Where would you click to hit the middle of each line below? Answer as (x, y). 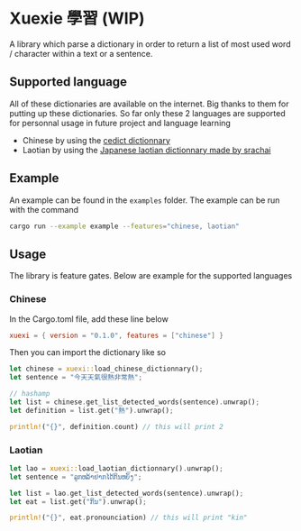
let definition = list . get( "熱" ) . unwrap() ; (91, 410)
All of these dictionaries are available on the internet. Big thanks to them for (149, 104)
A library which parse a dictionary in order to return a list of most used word (150, 44)
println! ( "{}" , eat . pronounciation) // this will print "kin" (128, 518)
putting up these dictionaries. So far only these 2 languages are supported (147, 113)
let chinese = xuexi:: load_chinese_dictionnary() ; (106, 369)
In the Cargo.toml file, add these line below (89, 319)
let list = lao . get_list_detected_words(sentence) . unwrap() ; (127, 493)
